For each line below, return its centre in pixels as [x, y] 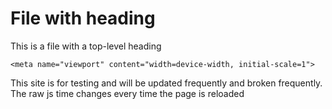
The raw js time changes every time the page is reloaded [127, 93]
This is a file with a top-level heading [86, 46]
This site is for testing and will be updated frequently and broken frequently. [166, 83]
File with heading [83, 18]
